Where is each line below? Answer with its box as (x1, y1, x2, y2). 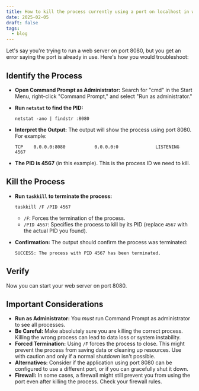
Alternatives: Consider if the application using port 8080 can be (14, 359, 173, 366)
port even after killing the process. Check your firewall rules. (14, 378, 162, 385)
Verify (6, 266, 30, 276)
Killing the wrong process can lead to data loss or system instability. (14, 334, 181, 341)
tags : (6, 25, 20, 31)
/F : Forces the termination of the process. (23, 215, 126, 222)
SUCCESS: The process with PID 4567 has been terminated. (14, 250, 161, 256)
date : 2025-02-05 (6, 14, 49, 20)
